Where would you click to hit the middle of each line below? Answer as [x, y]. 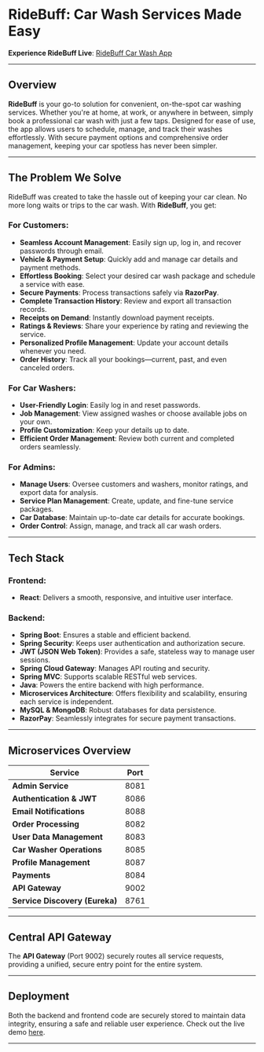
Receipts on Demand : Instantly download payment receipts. [117, 317]
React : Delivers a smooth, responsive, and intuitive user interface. [126, 598]
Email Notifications [48, 812]
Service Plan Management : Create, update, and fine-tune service [126, 501]
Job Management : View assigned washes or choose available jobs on [133, 413]
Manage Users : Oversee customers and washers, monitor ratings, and [134, 484]
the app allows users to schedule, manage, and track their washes [115, 129]
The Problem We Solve [65, 178]
